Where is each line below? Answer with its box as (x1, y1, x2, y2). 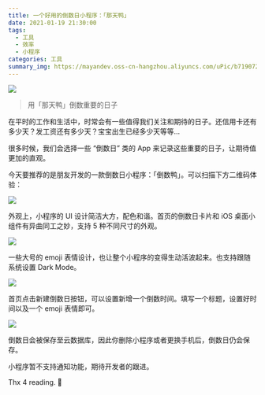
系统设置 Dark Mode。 (8, 262, 81, 271)
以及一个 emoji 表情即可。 (14, 304, 99, 313)
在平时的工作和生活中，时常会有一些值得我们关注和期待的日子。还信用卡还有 (8, 116, 257, 126)
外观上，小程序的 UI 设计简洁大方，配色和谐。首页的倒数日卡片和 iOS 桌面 (8, 211, 249, 220)
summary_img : (8, 63, 51, 71)
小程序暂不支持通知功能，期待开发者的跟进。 (8, 361, 154, 371)
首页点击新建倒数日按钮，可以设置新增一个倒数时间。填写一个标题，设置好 (8, 293, 250, 303)
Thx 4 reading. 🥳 (8, 377, 63, 386)
